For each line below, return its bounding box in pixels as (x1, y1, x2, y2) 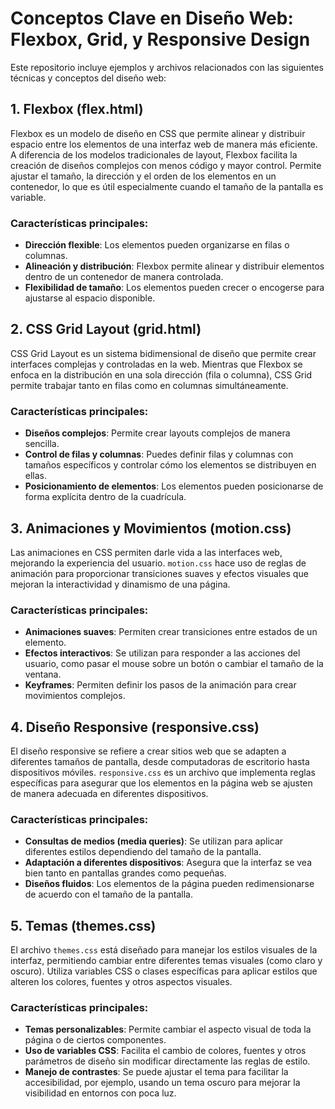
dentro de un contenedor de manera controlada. (24, 271, 224, 283)
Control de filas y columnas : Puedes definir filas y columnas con (24, 448, 294, 461)
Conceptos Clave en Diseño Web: (10, 7, 294, 30)
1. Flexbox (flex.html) (10, 101, 144, 118)
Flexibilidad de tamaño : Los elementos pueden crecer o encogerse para (24, 282, 325, 294)
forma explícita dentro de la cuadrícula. (24, 491, 187, 503)
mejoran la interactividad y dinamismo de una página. (10, 578, 231, 590)
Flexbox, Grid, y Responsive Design (10, 28, 311, 51)
